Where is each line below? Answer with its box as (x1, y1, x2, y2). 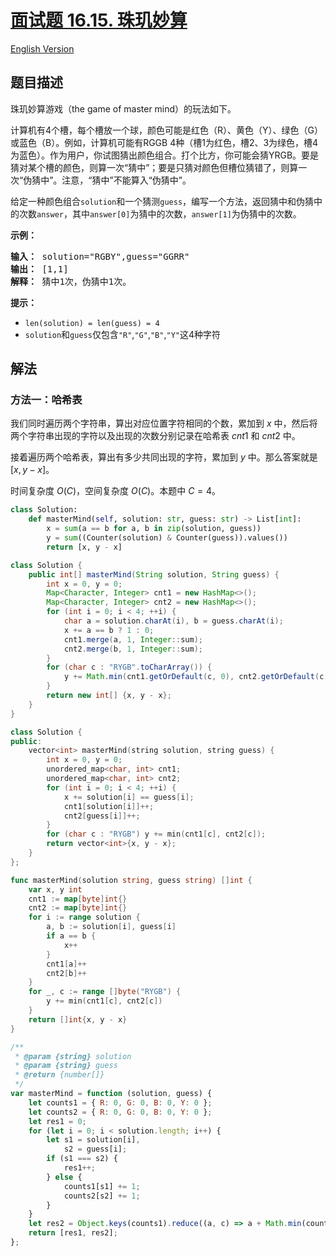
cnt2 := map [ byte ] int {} (28, 903, 128, 913)
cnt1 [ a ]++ (46, 959, 87, 969)
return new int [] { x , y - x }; (46, 691, 172, 701)
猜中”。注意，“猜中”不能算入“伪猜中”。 (31, 174, 192, 186)
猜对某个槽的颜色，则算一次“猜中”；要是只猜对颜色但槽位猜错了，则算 (10, 161, 299, 173)
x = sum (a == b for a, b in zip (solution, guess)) (46, 524, 262, 534)
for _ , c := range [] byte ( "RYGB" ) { (28, 987, 182, 997)
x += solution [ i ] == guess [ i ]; (63, 792, 195, 802)
